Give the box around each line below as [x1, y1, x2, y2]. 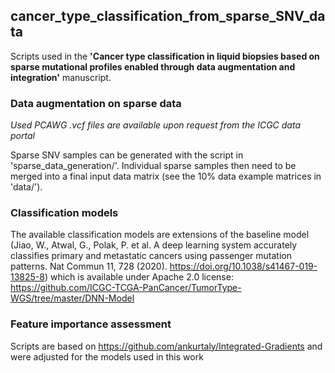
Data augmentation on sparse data [10, 96, 182, 110]
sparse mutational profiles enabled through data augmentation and [10, 60, 296, 73]
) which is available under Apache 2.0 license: [44, 271, 234, 283]
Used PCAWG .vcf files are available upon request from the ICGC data [10, 119, 301, 131]
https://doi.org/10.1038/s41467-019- [169, 260, 318, 273]
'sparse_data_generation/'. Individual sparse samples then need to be [10, 160, 297, 172]
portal [10, 130, 35, 142]
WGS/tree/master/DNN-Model [10, 292, 135, 304]
